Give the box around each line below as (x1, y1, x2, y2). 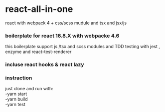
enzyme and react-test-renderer (5, 49, 72, 55)
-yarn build (5, 96, 28, 102)
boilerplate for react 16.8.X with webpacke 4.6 (5, 32, 120, 39)
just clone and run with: (5, 86, 53, 92)
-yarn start (5, 91, 27, 97)
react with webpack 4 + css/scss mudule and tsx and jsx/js (5, 20, 127, 26)
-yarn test (5, 102, 26, 108)
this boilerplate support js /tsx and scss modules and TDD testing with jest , (5, 44, 161, 50)
